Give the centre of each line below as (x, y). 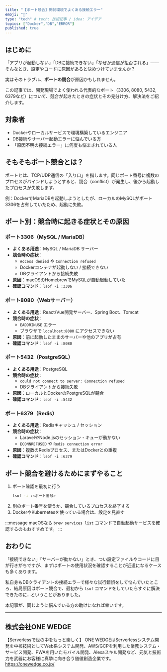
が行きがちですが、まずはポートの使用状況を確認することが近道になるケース (83, 565)
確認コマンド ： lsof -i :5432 (42, 399)
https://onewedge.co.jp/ (30, 664)
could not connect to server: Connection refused (72, 381)
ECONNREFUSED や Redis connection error (61, 444)
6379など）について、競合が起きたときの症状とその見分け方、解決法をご (80, 96)
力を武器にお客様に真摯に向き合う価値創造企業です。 (59, 659)
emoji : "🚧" (16, 14)
